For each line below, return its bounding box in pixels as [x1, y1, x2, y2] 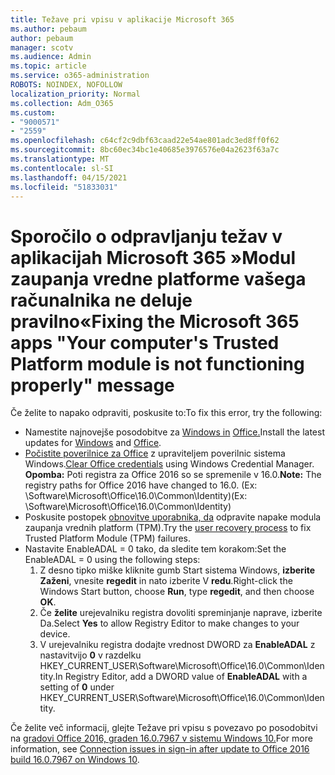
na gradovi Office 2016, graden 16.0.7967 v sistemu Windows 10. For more [10, 732, 313, 745]
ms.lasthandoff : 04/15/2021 [10, 172, 128, 183]
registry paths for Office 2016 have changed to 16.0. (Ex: [24, 479, 258, 491]
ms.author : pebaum [10, 24, 87, 34]
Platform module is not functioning [10, 352, 305, 375]
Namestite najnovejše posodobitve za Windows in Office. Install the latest [24, 426, 325, 438]
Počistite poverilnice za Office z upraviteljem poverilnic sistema [24, 447, 286, 460]
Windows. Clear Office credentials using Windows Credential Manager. [24, 458, 315, 470]
